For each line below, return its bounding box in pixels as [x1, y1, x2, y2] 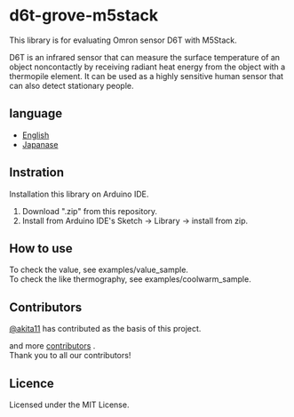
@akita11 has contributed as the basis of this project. [9, 324, 202, 334]
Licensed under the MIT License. [9, 399, 130, 410]
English [21, 130, 50, 140]
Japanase [21, 139, 59, 149]
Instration [9, 165, 65, 180]
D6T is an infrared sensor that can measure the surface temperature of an [9, 52, 281, 62]
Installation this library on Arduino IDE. [9, 188, 149, 199]
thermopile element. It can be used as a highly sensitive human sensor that [9, 70, 284, 81]
